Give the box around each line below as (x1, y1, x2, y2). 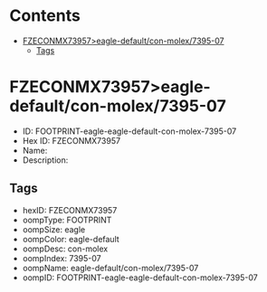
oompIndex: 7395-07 (22, 252, 101, 263)
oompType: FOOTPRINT (22, 214, 112, 225)
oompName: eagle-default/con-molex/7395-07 (22, 262, 199, 273)
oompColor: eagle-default (22, 233, 119, 244)
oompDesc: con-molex (22, 243, 109, 254)
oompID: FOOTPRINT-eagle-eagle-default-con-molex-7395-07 (22, 272, 258, 283)
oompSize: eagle (22, 223, 86, 235)
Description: (22, 155, 69, 165)
